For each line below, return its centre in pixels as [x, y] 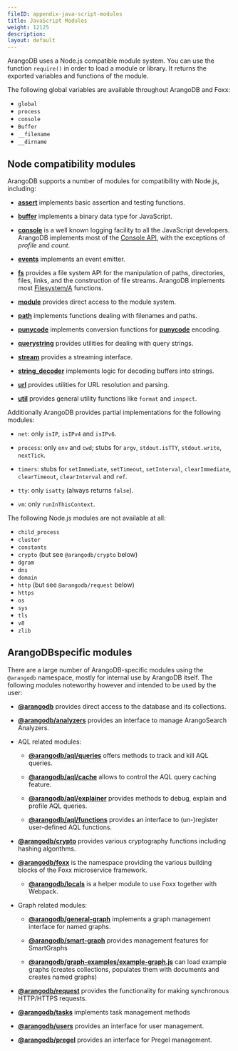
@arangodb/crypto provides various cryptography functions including [122, 841]
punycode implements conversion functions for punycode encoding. [119, 329]
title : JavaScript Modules [47, 21]
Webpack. [43, 891]
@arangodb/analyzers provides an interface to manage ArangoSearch [122, 720]
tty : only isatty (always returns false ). [76, 490]
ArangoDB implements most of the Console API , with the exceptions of [121, 237]
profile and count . [44, 245]
